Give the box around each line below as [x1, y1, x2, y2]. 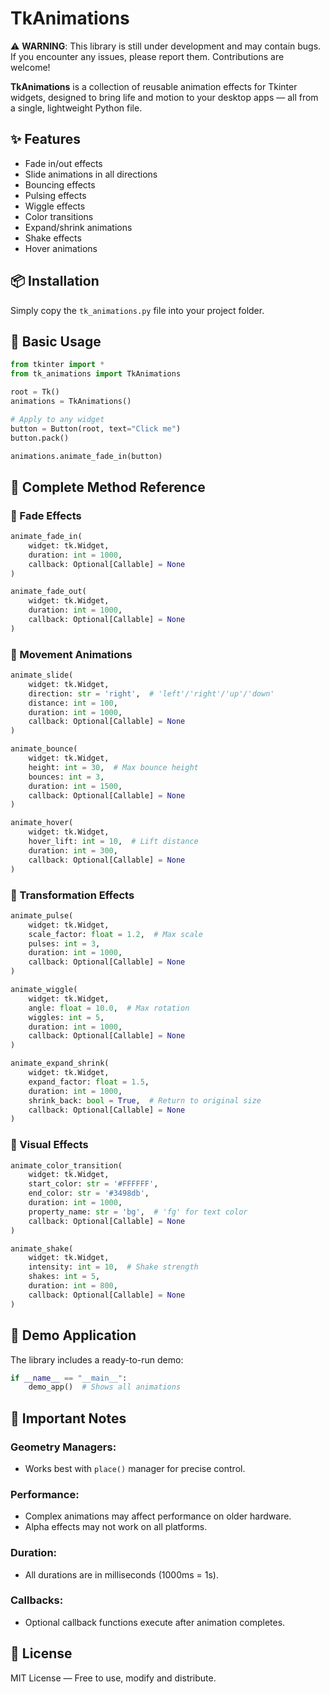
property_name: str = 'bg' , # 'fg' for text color [28, 1207, 248, 1217]
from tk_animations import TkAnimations [10, 369, 182, 379]
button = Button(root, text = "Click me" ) [10, 423, 182, 434]
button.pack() [10, 433, 70, 443]
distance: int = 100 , [28, 698, 118, 708]
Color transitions [24, 210, 94, 222]
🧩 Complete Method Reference [10, 478, 206, 496]
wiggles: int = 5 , [28, 1012, 105, 1022]
